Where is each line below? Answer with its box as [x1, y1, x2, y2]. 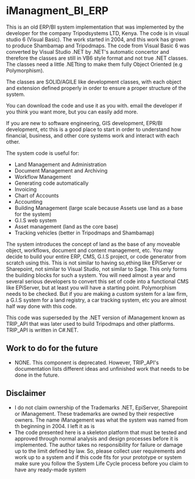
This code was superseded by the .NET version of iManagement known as [6, 314, 186, 321]
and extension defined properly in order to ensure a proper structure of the [6, 84, 187, 91]
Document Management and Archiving [14, 167, 108, 174]
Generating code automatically [14, 180, 89, 187]
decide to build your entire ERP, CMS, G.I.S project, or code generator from [6, 253, 187, 260]
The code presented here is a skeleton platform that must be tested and [14, 429, 187, 436]
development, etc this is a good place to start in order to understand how [6, 126, 182, 133]
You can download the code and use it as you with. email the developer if [6, 102, 182, 109]
